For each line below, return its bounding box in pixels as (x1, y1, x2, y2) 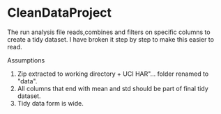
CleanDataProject (7, 5, 112, 21)
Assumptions (7, 56, 45, 64)
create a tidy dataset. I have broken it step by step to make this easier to (7, 35, 215, 43)
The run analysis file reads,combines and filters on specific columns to (7, 28, 211, 36)
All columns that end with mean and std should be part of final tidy (17, 84, 209, 92)
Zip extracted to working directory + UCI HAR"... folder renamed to (17, 70, 209, 78)
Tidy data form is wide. (17, 99, 84, 107)
